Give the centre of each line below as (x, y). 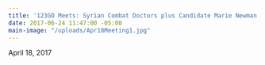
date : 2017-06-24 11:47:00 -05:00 (65, 23)
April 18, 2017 (30, 53)
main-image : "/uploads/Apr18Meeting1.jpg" (79, 30)
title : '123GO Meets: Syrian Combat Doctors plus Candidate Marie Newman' (134, 15)
